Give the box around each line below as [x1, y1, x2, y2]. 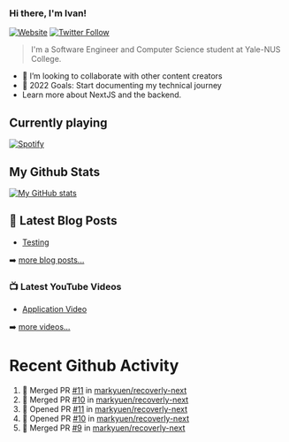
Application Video [21, 304, 87, 315]
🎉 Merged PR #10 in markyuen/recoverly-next [21, 394, 189, 405]
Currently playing [9, 115, 108, 130]
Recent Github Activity [9, 356, 179, 376]
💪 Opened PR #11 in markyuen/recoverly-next [21, 403, 188, 414]
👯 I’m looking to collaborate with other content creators [21, 71, 223, 81]
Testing [21, 237, 50, 248]
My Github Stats [9, 164, 100, 179]
